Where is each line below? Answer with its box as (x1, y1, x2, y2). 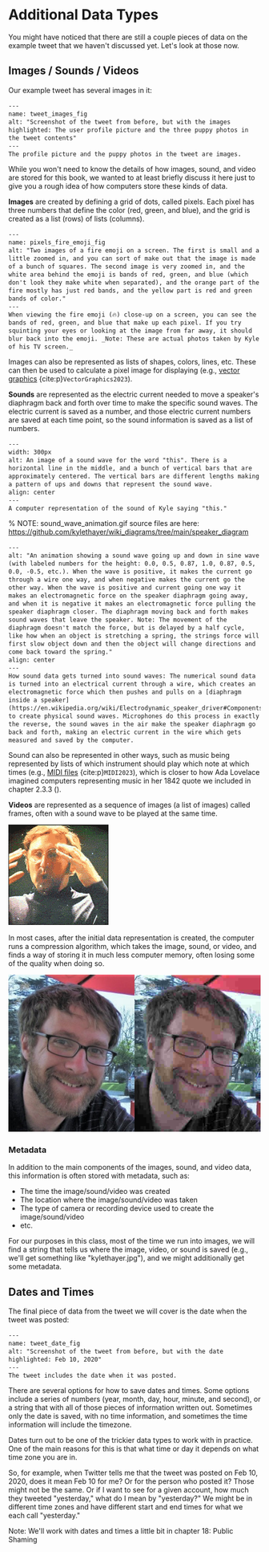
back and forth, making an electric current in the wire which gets (8, 728, 242, 736)
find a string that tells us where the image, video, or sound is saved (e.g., (8, 1244, 249, 1254)
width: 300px (8, 448, 52, 456)
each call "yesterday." (8, 1511, 81, 1521)
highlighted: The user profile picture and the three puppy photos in (8, 126, 249, 134)
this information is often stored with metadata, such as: (8, 1171, 190, 1181)
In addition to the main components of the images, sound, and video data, (8, 1163, 252, 1172)
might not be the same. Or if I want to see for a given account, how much (8, 1485, 250, 1495)
